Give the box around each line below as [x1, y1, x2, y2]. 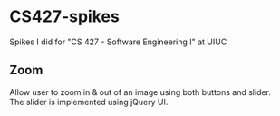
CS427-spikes [9, 6, 120, 27]
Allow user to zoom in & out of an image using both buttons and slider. [9, 86, 272, 97]
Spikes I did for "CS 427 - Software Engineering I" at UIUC [9, 36, 227, 47]
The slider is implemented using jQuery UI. [9, 96, 169, 107]
